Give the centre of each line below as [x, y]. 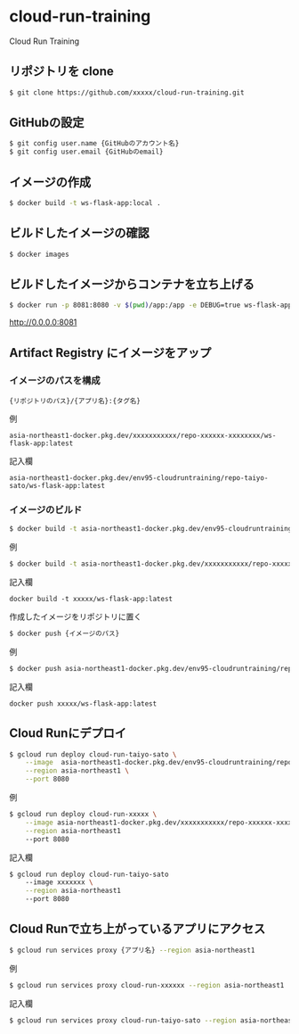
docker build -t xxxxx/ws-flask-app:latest [91, 599]
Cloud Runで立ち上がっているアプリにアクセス [137, 929]
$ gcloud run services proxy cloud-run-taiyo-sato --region [123, 1020]
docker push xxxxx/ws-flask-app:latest [83, 703]
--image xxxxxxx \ [59, 882]
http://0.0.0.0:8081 [43, 322]
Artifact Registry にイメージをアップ [110, 353]
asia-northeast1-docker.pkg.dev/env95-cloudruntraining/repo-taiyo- [139, 478]
